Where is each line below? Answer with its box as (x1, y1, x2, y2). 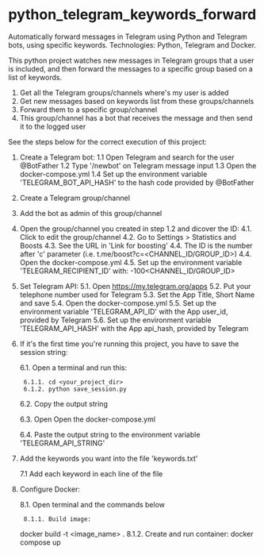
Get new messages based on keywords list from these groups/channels (19, 96, 254, 106)
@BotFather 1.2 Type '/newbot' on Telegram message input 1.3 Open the (19, 160, 257, 170)
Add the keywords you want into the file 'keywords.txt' (19, 453, 198, 463)
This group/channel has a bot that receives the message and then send (19, 113, 253, 122)
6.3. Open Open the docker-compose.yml (19, 414, 156, 424)
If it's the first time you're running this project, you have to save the (19, 339, 239, 349)
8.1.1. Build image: (23, 515, 91, 523)
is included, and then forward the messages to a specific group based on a (8, 64, 254, 73)
